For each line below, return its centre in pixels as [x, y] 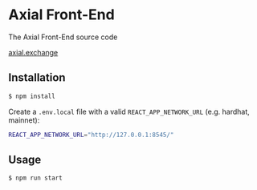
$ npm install [32, 96]
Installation [37, 78]
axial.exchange [33, 52]
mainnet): [24, 120]
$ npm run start [35, 178]
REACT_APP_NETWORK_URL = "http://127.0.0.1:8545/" [91, 135]
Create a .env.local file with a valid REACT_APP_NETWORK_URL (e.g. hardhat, [129, 111]
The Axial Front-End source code [63, 37]
